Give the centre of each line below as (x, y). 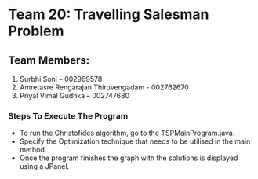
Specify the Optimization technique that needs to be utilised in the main (135, 141)
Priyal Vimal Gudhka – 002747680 (74, 95)
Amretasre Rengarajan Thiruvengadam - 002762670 (104, 87)
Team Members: (49, 60)
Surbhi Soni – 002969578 (61, 79)
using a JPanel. (44, 166)
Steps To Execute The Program (68, 115)
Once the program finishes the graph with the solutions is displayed (129, 158)
